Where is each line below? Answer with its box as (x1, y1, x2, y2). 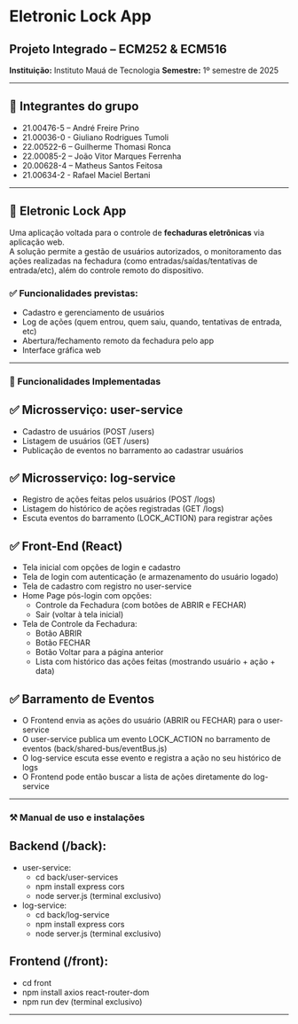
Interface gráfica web (21, 344, 102, 356)
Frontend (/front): (9, 954, 109, 969)
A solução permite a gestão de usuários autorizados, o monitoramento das (9, 246, 282, 256)
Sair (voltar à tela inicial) (35, 609, 124, 620)
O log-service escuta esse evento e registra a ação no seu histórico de (21, 753, 282, 763)
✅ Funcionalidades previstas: (9, 286, 139, 299)
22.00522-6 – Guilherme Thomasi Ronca (21, 141, 171, 152)
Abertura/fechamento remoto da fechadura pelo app (21, 335, 215, 346)
